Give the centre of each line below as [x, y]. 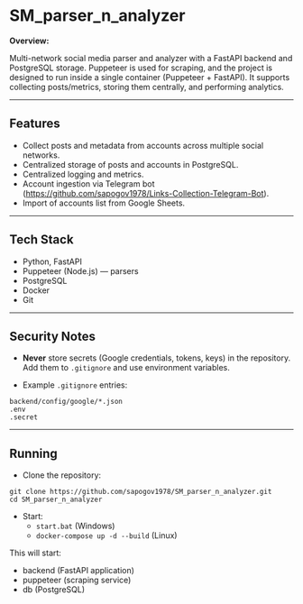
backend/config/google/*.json [66, 402]
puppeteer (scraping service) [77, 580]
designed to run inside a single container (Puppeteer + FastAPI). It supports [150, 77]
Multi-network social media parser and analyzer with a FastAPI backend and [151, 58]
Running [34, 453]
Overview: [29, 41]
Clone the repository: [62, 475]
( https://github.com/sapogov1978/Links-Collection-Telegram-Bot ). [146, 193]
